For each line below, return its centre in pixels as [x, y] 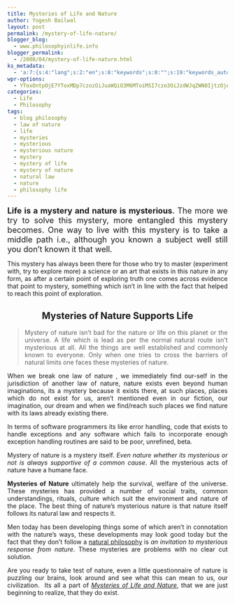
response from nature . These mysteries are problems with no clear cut [117, 549]
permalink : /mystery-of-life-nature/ [62, 33]
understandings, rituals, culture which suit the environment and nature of [117, 499]
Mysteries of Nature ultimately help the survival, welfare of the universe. [117, 483]
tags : [15, 111]
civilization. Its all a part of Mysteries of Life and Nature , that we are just [117, 585]
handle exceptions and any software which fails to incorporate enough [117, 434]
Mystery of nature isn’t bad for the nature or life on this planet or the [126, 333]
